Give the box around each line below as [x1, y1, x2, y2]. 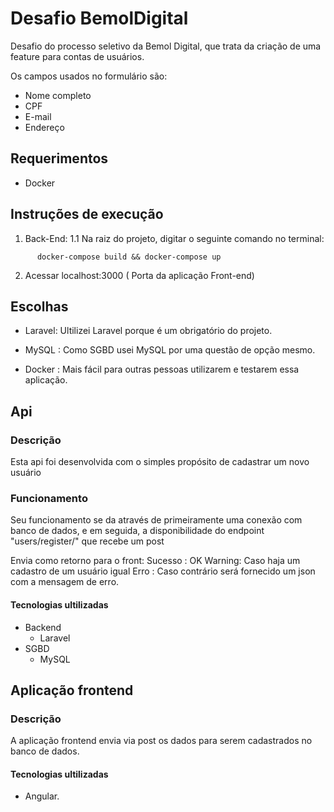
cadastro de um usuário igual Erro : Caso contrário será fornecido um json [10, 565, 316, 577]
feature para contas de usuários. [10, 50, 145, 62]
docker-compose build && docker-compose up [36, 252, 222, 262]
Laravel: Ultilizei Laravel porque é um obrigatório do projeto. [24, 325, 273, 337]
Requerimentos [10, 150, 109, 167]
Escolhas [10, 298, 69, 315]
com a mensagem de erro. [10, 576, 120, 588]
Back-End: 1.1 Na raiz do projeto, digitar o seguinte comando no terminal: [24, 232, 325, 244]
